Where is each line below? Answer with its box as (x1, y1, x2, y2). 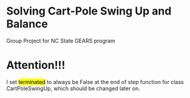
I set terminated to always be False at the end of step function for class (6, 78, 184, 85)
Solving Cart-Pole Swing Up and (6, 4, 172, 18)
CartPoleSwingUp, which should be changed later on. (6, 85, 141, 92)
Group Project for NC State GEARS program (6, 37, 115, 44)
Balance (6, 17, 49, 31)
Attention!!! (6, 59, 66, 72)
